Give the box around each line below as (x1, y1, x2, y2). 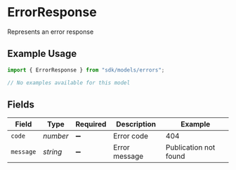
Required (75, 119, 107, 129)
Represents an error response (7, 27, 94, 36)
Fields (7, 98, 35, 110)
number (43, 131, 69, 141)
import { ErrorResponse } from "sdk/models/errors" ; (7, 66, 165, 74)
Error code (113, 131, 149, 141)
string (43, 147, 63, 157)
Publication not (165, 143, 216, 152)
